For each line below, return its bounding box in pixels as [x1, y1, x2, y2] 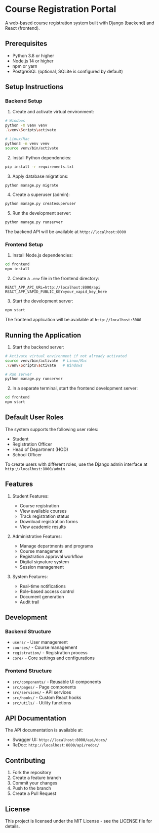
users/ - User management [12, 639, 68, 645]
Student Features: [12, 493, 49, 499]
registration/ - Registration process [12, 650, 88, 656]
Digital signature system [19, 558, 69, 565]
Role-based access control [19, 588, 75, 594]
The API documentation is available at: [5, 727, 83, 733]
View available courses [19, 508, 67, 514]
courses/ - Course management [12, 644, 78, 650]
